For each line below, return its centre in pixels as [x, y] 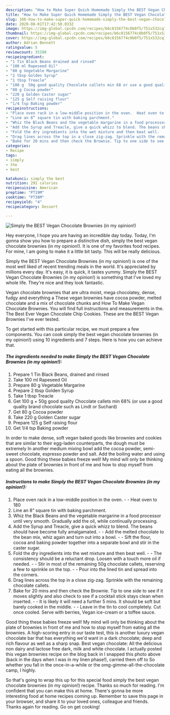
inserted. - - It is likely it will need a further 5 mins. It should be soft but [87, 601]
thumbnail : [17, 33]
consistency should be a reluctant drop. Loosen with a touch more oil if [87, 559]
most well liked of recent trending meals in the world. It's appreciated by [81, 266]
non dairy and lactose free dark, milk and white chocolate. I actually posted [84, 649]
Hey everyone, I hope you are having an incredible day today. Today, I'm [81, 235]
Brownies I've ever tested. [33, 319]
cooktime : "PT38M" [25, 197]
